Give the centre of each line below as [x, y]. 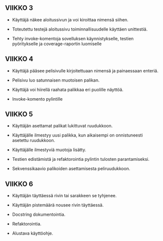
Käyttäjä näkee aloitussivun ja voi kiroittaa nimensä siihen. [70, 19]
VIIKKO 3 [19, 8]
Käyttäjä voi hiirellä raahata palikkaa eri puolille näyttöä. [68, 89]
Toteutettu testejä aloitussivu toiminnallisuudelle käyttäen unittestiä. [80, 29]
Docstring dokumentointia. [39, 215]
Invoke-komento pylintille [37, 99]
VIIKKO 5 [19, 114]
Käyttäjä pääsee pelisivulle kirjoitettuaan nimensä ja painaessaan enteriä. [85, 70]
